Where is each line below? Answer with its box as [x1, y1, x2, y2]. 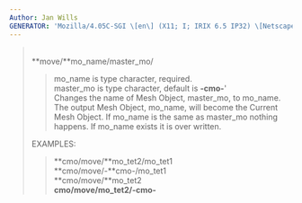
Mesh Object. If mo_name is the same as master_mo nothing [53, 111, 279, 122]
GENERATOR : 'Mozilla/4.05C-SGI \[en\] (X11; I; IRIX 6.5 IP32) [9, 22, 252, 31]
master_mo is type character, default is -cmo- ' [53, 83, 227, 93]
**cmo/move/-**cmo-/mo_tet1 [53, 165, 167, 176]
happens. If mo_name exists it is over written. [53, 120, 222, 131]
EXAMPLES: [31, 138, 76, 149]
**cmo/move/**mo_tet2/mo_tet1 [53, 155, 173, 166]
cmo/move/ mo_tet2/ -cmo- [53, 184, 157, 195]
